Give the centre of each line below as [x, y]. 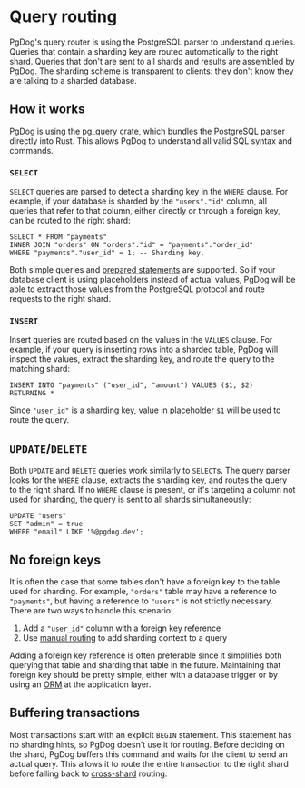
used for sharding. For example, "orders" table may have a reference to [143, 591]
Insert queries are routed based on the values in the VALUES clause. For [141, 340]
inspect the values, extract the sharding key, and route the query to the [142, 359]
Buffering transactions [75, 713]
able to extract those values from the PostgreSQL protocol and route [137, 289]
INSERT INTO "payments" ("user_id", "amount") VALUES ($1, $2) [132, 385]
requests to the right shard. [60, 299]
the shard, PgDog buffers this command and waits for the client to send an [149, 754]
